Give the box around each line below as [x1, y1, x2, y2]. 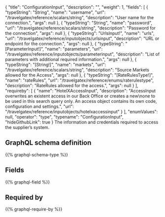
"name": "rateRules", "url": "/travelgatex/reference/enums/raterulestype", [5, 77, 154, 83]
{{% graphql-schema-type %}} [5, 152, 68, 157]
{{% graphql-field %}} [5, 179, 50, 185]
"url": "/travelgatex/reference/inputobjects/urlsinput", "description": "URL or [5, 35, 160, 41]
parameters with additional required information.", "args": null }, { [5, 57, 137, 62]
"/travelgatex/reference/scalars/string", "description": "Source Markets [5, 67, 149, 73]
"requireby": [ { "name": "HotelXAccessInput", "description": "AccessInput [5, 88, 156, 93]
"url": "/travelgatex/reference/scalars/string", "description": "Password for [5, 25, 156, 31]
